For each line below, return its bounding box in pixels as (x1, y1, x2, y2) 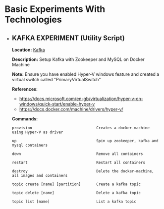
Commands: (11, 116, 38, 122)
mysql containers (11, 143, 48, 148)
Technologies (4, 14, 62, 25)
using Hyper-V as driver (11, 130, 63, 135)
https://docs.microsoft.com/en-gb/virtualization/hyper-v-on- (19, 96, 143, 102)
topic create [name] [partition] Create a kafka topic (11, 182, 141, 187)
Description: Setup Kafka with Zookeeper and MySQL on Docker (11, 56, 145, 62)
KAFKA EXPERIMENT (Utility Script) (11, 34, 125, 42)
